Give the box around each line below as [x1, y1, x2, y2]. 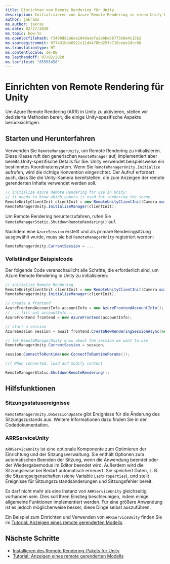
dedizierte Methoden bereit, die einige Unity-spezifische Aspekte [5, 114, 141, 120]
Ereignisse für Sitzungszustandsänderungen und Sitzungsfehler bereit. [5, 478, 153, 484]
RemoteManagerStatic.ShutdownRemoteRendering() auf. [5, 219, 116, 225]
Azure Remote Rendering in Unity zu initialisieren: [5, 272, 108, 278]
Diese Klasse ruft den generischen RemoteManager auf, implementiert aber [5, 153, 158, 159]
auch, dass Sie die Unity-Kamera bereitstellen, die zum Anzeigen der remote [5, 174, 165, 181]
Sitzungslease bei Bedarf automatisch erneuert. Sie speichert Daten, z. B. [5, 467, 159, 473]
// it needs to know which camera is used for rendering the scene [5, 194, 151, 199]
